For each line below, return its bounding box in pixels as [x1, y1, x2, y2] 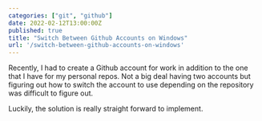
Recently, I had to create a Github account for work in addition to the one [8, 63, 248, 72]
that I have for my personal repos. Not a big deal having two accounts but [8, 72, 251, 81]
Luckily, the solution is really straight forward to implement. [8, 104, 204, 114]
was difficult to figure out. [8, 88, 94, 98]
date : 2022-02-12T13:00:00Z [8, 19, 103, 27]
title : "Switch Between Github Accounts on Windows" [8, 33, 188, 42]
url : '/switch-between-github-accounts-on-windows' [8, 41, 184, 49]
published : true [8, 26, 62, 34]
